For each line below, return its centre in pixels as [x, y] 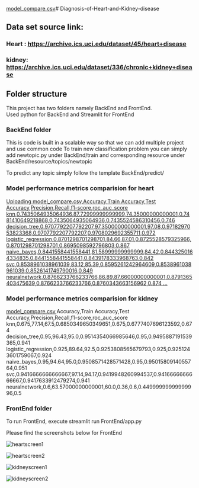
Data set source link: [45, 27]
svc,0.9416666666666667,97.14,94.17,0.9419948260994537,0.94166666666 [99, 374]
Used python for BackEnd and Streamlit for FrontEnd [70, 114]
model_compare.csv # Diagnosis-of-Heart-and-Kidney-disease [83, 9]
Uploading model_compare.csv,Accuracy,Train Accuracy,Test [81, 201]
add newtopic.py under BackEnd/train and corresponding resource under [96, 155]
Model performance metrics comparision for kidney [82, 298]
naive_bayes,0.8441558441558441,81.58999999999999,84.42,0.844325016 [99, 252]
